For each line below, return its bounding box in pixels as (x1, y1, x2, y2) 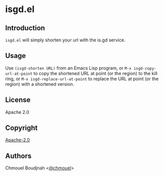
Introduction (5, 24, 45, 32)
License (5, 96, 31, 104)
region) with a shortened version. (5, 81, 74, 87)
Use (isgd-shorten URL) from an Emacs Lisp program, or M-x (5, 65, 132, 71)
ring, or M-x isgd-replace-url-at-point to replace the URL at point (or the (5, 76, 159, 82)
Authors (5, 151, 32, 160)
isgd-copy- (133, 66, 156, 71)
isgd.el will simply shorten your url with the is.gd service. (5, 37, 126, 43)
